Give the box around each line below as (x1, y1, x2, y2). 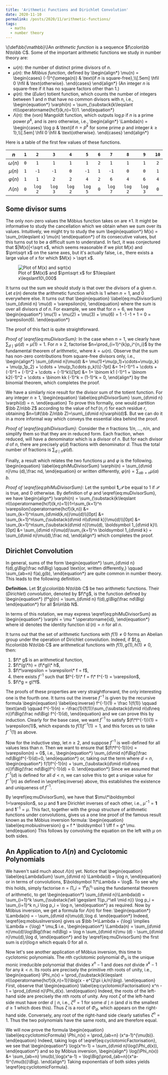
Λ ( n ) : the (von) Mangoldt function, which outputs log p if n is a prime (12, 112, 154, 118)
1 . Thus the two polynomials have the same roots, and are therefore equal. (5, 1017, 158, 1023)
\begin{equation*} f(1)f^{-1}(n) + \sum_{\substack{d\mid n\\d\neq (5, 761, 140, 767)
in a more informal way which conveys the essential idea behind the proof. (5, 416, 159, 422)
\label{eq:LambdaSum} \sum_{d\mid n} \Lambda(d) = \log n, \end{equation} (5, 873, 162, 879)
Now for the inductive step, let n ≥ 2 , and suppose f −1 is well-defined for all (5, 739, 161, 746)
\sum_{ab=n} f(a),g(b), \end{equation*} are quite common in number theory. (5, 571, 163, 577)
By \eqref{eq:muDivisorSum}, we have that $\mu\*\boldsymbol (5, 794, 135, 800)
